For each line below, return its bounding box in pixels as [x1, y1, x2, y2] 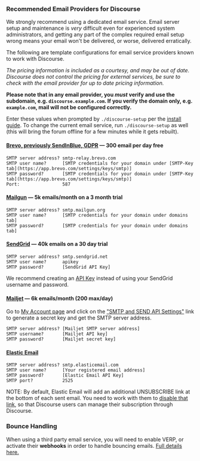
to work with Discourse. [6, 56, 64, 63]
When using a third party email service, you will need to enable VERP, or [6, 435, 184, 443]
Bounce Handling [6, 422, 58, 431]
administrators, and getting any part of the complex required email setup [6, 31, 185, 38]
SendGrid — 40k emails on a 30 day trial [6, 241, 108, 248]
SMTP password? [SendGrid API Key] [6, 264, 111, 270]
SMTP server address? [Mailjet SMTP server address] [6, 326, 140, 332]
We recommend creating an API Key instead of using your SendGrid [6, 274, 173, 282]
